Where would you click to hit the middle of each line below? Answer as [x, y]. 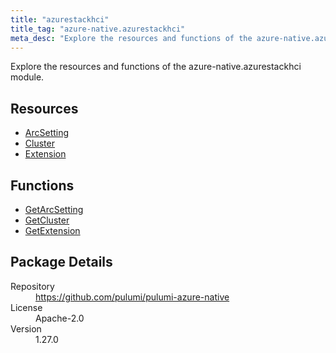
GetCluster [47, 220]
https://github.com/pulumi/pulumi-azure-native [132, 297]
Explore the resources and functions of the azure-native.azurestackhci [156, 67]
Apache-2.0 [60, 318]
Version [26, 328]
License [26, 307]
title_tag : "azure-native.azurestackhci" [98, 29]
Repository [32, 286]
